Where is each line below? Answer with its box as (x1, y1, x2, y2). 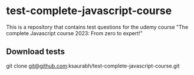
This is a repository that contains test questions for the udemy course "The (6, 23, 189, 30)
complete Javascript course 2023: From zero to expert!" (6, 29, 143, 36)
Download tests (6, 47, 65, 57)
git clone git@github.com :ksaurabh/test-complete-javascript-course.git (6, 62, 180, 69)
